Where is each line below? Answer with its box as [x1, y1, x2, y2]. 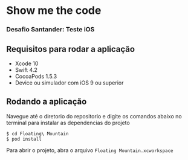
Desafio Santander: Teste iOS [6, 25, 95, 34]
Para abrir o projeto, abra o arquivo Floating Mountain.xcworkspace [6, 146, 173, 154]
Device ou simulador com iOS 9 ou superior [15, 79, 124, 86]
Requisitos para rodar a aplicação [6, 43, 135, 54]
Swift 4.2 [15, 66, 37, 73]
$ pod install [6, 136, 42, 142]
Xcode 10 [15, 60, 39, 67]
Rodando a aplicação [6, 97, 87, 107]
